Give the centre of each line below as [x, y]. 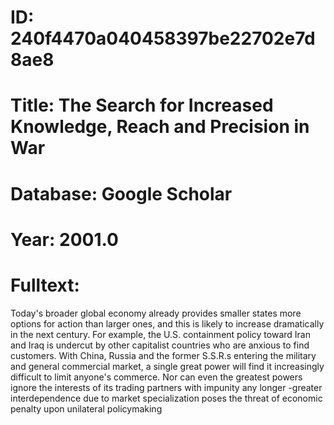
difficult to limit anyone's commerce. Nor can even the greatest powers [156, 377]
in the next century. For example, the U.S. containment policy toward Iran [160, 334]
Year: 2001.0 [64, 239]
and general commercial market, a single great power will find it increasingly [167, 366]
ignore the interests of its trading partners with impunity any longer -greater [166, 387]
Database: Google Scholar [121, 193]
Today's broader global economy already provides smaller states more [156, 313]
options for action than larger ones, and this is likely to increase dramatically [167, 323]
